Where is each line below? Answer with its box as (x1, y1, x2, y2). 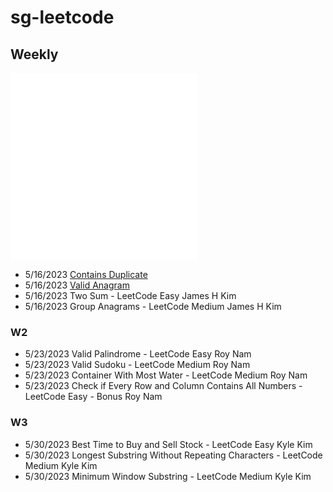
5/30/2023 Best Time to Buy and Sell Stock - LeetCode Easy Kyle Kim (24, 438, 313, 450)
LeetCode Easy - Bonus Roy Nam (24, 391, 163, 403)
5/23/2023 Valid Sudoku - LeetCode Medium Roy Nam (24, 359, 251, 371)
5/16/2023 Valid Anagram (24, 279, 130, 291)
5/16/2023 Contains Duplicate (24, 269, 148, 280)
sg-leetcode (10, 6, 115, 29)
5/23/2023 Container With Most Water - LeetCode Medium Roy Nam (24, 369, 308, 381)
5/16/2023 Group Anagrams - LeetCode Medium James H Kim (24, 301, 282, 312)
